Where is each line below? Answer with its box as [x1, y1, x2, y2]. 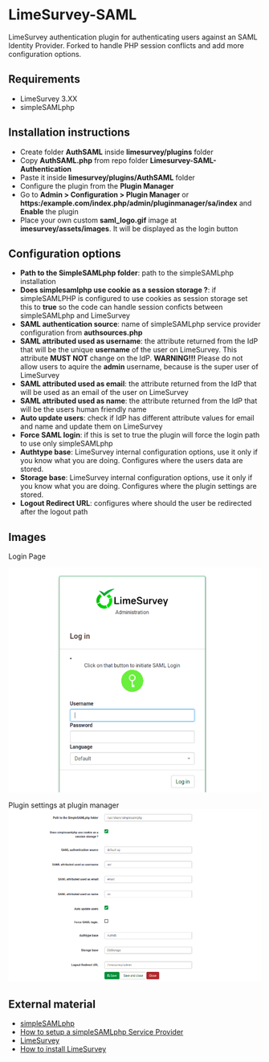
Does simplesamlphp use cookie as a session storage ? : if [19, 285, 217, 295]
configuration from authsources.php [19, 328, 143, 338]
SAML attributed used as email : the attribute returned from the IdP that [19, 379, 257, 389]
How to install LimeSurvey [19, 1044, 107, 1054]
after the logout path [19, 507, 88, 517]
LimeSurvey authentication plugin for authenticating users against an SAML [8, 32, 259, 42]
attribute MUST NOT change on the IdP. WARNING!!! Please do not [19, 353, 243, 363]
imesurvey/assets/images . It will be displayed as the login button [19, 223, 238, 234]
